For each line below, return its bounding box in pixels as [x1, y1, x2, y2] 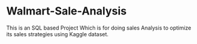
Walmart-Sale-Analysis [6, 4, 127, 18]
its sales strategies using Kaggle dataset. [6, 30, 109, 37]
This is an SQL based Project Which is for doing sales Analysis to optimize [6, 24, 192, 31]
